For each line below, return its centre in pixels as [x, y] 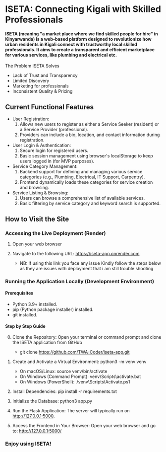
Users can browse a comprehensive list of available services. [82, 198]
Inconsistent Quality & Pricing [42, 91]
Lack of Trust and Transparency [45, 75]
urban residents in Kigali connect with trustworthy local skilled [71, 44]
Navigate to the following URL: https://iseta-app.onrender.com [76, 253]
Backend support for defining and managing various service [81, 172]
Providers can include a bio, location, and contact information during [90, 135]
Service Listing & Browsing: [40, 193]
